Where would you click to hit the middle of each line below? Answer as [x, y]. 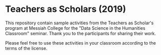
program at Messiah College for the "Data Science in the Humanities [75, 28]
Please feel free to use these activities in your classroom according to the [80, 43]
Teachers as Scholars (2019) [66, 9]
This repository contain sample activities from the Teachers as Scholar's [79, 23]
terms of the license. [26, 48]
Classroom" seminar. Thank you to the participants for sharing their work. [80, 33]
